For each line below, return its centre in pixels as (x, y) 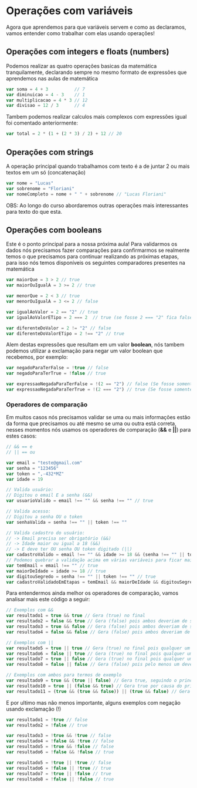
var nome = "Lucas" (30, 183)
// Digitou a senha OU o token (44, 517)
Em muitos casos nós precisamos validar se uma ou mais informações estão (98, 417)
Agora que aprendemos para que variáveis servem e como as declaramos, (96, 27)
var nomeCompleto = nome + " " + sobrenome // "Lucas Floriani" (86, 194)
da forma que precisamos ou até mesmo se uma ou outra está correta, (91, 423)
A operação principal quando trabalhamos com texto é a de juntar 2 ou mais (98, 166)
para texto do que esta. (34, 211)
